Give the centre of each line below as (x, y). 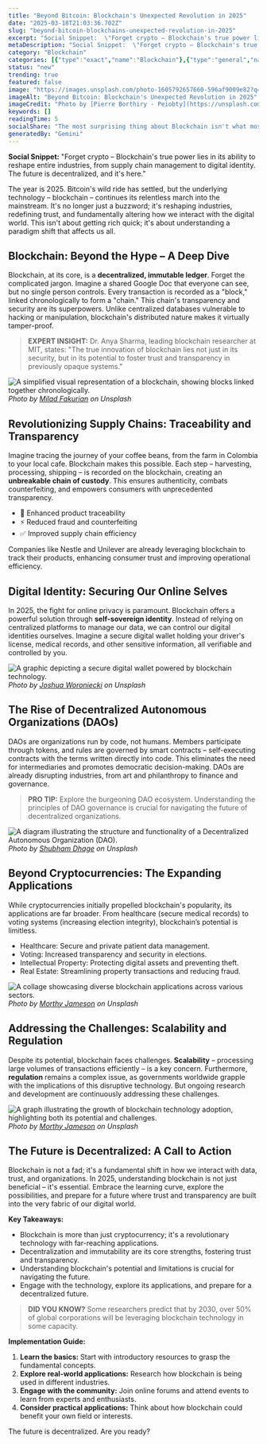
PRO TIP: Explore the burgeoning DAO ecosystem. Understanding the (141, 799)
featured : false (35, 82)
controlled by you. (38, 653)
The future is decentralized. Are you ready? (79, 1431)
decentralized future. (54, 1294)
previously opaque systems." (75, 367)
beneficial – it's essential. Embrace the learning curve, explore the (116, 1187)
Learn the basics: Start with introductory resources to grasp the (125, 1357)
